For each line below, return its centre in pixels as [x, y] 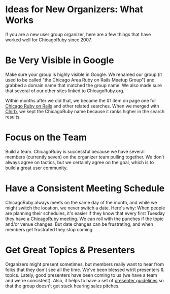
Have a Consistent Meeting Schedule [85, 188]
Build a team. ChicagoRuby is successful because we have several [75, 151]
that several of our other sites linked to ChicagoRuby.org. [65, 91]
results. [13, 117]
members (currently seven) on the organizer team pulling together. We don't [85, 157]
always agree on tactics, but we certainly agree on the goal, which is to [80, 162]
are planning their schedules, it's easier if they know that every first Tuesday [85, 213]
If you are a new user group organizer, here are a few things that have [78, 34]
